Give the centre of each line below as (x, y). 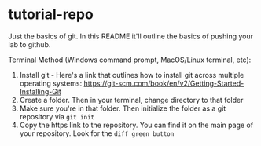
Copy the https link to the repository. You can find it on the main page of (136, 125)
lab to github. (29, 44)
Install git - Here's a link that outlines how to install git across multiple (132, 75)
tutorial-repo (51, 15)
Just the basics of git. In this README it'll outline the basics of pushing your (131, 36)
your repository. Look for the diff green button (97, 133)
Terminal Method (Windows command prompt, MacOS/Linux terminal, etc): (130, 60)
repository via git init (57, 116)
